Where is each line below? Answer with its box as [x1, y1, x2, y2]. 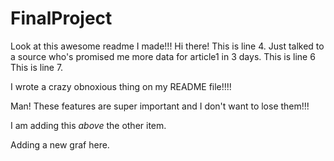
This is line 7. [10, 61, 64, 73]
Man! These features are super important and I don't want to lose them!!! [10, 100, 310, 112]
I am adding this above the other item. [10, 119, 167, 131]
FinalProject [10, 7, 113, 30]
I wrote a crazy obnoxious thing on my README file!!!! [10, 80, 232, 92]
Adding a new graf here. [10, 138, 110, 151]
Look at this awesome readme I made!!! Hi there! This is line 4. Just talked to [10, 40, 325, 52]
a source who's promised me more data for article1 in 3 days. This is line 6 [10, 50, 316, 62]
